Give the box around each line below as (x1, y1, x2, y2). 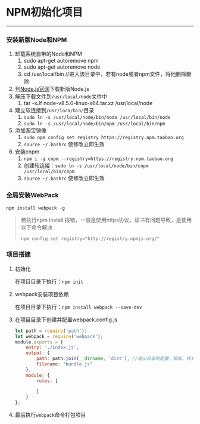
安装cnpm (14, 148, 40, 155)
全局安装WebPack (6, 191, 59, 199)
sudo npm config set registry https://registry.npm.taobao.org (23, 135, 185, 141)
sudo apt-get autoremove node (23, 63, 101, 70)
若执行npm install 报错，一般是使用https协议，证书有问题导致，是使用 (20, 216, 192, 223)
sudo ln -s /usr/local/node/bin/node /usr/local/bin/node (23, 115, 171, 121)
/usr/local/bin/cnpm (23, 168, 75, 175)
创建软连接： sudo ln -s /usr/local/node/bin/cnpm (23, 162, 149, 169)
